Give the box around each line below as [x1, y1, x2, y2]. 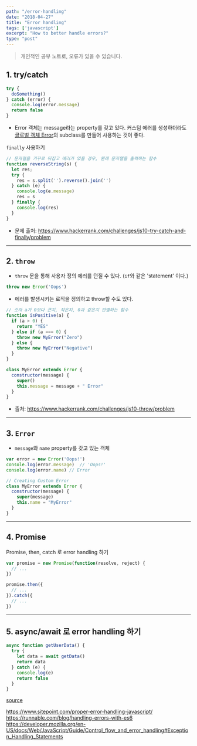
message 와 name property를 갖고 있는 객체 [14, 445, 110, 452]
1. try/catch [6, 70, 49, 80]
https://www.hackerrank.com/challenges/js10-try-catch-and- [38, 227, 186, 234]
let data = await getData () [16, 653, 85, 660]
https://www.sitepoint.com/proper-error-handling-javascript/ [6, 708, 153, 716]
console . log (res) [16, 205, 59, 211]
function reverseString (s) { [6, 161, 77, 167]
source [6, 697, 23, 704]
